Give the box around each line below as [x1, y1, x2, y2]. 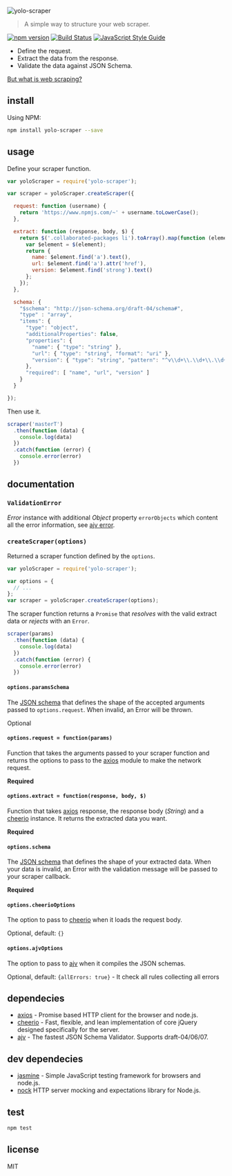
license [7, 1143, 39, 1156]
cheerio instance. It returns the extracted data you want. [7, 814, 168, 822]
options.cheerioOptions [7, 901, 76, 909]
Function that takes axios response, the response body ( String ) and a [7, 807, 204, 815]
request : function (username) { [13, 203, 107, 210]
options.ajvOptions [7, 945, 64, 952]
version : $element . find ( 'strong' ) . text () [32, 267, 153, 274]
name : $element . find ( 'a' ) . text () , [32, 253, 131, 261]
